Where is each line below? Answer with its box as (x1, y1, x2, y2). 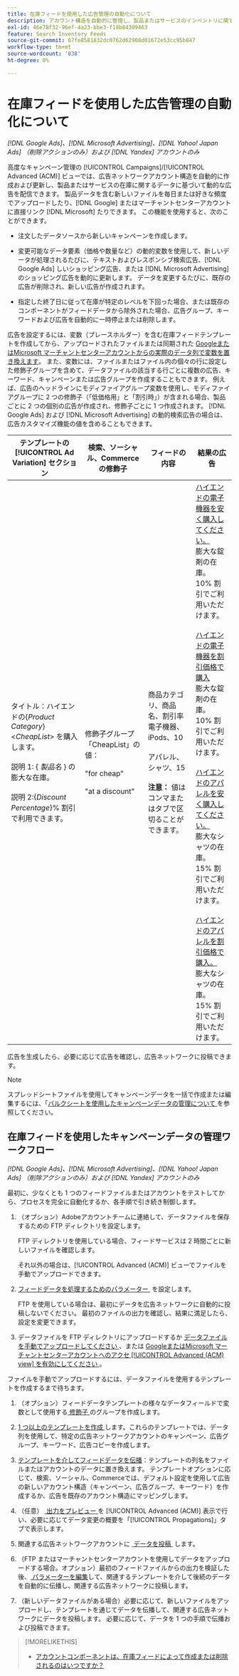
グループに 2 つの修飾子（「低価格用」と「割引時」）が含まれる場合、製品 (13, 393, 226, 401)
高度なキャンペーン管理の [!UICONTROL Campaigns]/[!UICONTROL (7, 162, 205, 171)
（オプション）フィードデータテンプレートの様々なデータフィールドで (17, 1398, 223, 1407)
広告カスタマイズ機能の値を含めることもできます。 (7, 419, 156, 428)
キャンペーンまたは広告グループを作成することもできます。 (38, 375, 211, 383)
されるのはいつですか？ (35, 1661, 105, 1670)
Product (28, 712, 55, 722)
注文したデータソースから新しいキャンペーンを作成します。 (17, 231, 191, 239)
